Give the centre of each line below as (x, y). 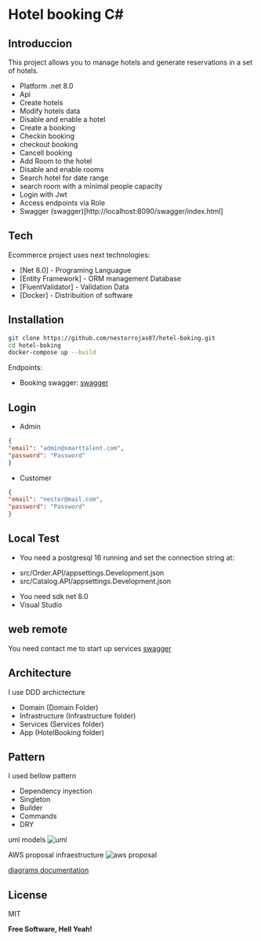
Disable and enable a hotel (62, 119)
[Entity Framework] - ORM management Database (100, 278)
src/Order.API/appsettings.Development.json (92, 572)
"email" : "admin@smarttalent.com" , (66, 448)
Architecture (40, 673)
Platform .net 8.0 (46, 86)
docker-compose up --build (52, 353)
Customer (36, 478)
